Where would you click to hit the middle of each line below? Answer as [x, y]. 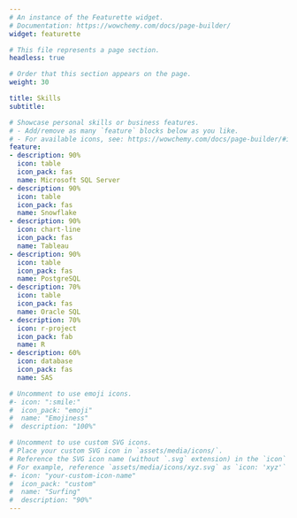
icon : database [45, 361]
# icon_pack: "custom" [53, 483]
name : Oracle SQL [49, 312]
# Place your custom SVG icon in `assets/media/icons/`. [116, 451]
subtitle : [27, 106]
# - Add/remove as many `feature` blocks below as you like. [124, 131]
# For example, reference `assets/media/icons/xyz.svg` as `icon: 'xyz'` [148, 467]
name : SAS [35, 377]
